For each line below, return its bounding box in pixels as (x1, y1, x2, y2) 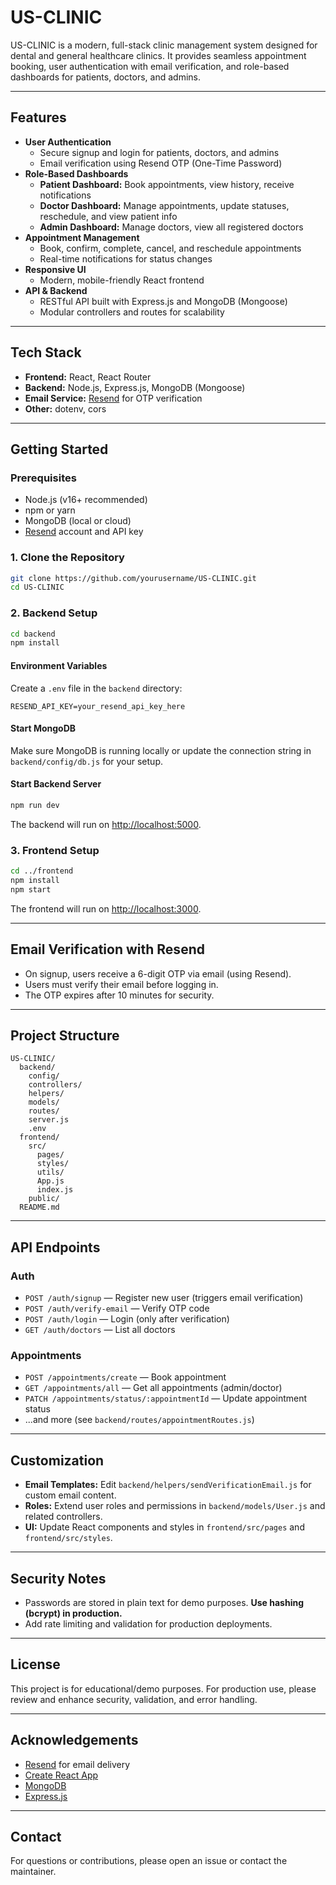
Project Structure (10, 1027, 120, 1044)
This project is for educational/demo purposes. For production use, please (10, 1682, 317, 1695)
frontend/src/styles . (24, 1532, 113, 1544)
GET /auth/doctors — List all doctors (24, 1324, 176, 1336)
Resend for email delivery (24, 1758, 131, 1770)
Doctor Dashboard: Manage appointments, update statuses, (39, 199, 290, 211)
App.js (36, 1176, 65, 1186)
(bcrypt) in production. (24, 1607, 123, 1619)
